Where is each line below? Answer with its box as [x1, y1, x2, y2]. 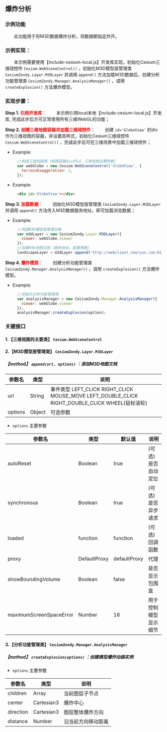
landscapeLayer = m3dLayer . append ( [17, 250, 91, 255]
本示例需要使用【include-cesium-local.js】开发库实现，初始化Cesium [14, 59, 156, 65]
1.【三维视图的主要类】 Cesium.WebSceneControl [5, 336, 102, 342]
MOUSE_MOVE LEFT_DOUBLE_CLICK [50, 393, 138, 400]
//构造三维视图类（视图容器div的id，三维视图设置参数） [17, 159, 118, 164]
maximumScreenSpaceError [7, 611, 74, 618]
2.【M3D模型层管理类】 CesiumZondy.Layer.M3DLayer [5, 348, 113, 355]
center [7, 699, 23, 706]
